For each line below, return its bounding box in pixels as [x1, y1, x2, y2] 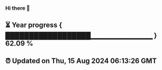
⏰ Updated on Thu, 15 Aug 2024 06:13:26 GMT [5, 56, 157, 65]
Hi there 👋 [5, 5, 31, 12]
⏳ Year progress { [5, 21, 63, 29]
